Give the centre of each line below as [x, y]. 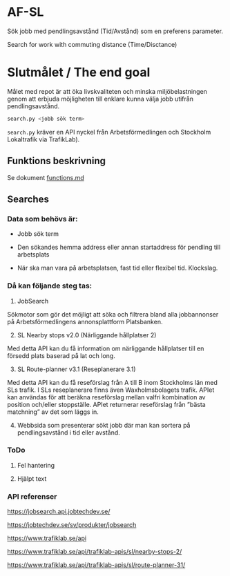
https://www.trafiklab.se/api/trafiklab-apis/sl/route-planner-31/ [96, 565]
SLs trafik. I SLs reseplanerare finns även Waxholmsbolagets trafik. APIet [111, 390]
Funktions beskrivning [56, 161]
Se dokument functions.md [46, 177]
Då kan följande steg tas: [50, 286]
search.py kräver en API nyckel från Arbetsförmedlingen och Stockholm [109, 132]
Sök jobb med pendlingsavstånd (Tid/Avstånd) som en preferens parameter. [115, 31]
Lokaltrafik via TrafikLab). [44, 139]
